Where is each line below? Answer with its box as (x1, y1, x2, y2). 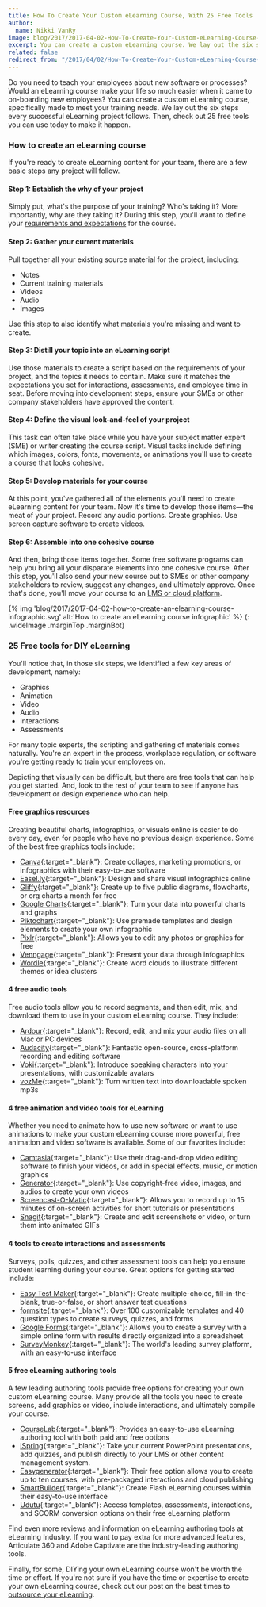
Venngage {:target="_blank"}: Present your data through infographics (19, 949, 245, 959)
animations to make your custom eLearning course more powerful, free (8, 1130, 241, 1139)
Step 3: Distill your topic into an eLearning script (8, 346, 170, 355)
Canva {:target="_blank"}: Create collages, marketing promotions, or (19, 857, 241, 866)
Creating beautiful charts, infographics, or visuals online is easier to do (8, 824, 239, 834)
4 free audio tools (8, 984, 67, 994)
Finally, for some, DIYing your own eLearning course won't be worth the (8, 1564, 243, 1574)
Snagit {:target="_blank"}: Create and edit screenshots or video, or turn (19, 1212, 251, 1222)
